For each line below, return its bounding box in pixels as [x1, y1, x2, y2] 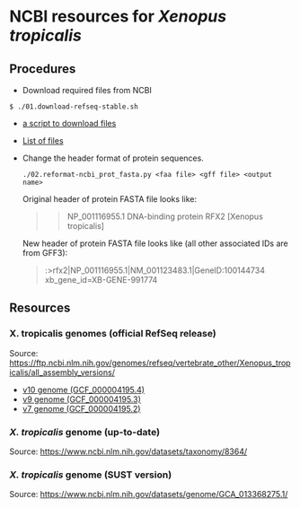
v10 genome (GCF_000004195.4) [22, 384, 146, 395]
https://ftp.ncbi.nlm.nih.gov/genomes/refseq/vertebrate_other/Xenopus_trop [9, 357, 291, 368]
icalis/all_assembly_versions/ [9, 366, 115, 378]
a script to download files [22, 118, 117, 128]
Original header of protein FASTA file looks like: [22, 194, 198, 204]
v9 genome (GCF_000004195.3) [22, 393, 142, 405]
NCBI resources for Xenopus [9, 6, 227, 27]
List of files [22, 136, 65, 145]
